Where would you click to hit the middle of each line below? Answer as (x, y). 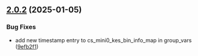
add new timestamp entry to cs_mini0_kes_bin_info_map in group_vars (103, 40)
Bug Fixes (21, 27)
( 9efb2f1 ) (27, 46)
